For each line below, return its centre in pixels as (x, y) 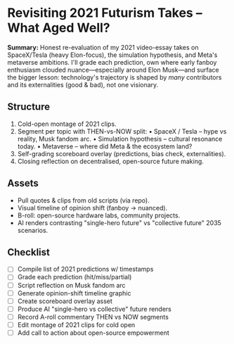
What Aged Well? (59, 28)
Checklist (29, 252)
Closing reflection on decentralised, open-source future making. (110, 161)
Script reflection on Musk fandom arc (71, 285)
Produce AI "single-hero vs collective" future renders (95, 309)
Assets (23, 183)
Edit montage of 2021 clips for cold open (76, 324)
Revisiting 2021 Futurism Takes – (105, 13)
